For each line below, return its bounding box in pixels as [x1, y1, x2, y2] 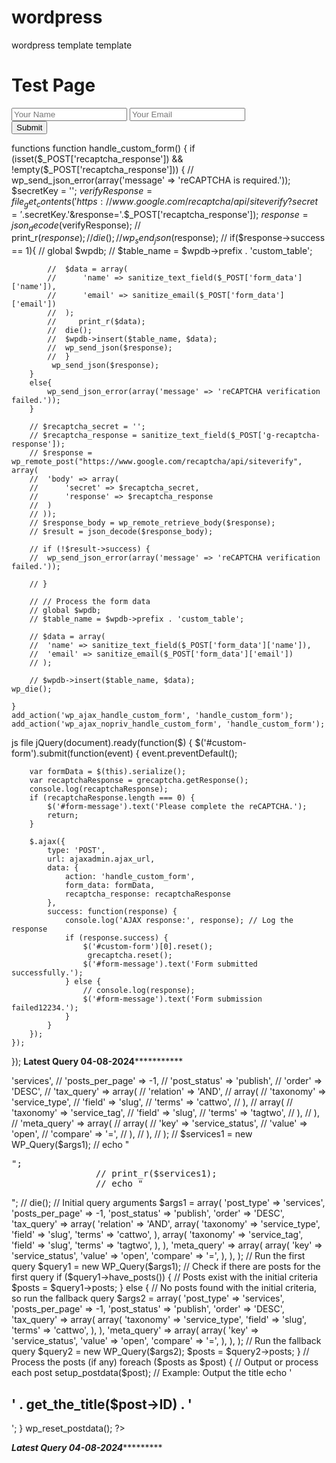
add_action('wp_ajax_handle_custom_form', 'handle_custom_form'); [11, 711, 294, 721]
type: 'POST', [47, 846, 106, 856]
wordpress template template [11, 39, 133, 51]
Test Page [11, 74, 96, 97]
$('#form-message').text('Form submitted [82, 959, 258, 970]
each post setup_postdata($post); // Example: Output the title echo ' [11, 1367, 293, 1379]
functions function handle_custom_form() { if [11, 142, 196, 154]
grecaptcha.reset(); [87, 951, 173, 961]
